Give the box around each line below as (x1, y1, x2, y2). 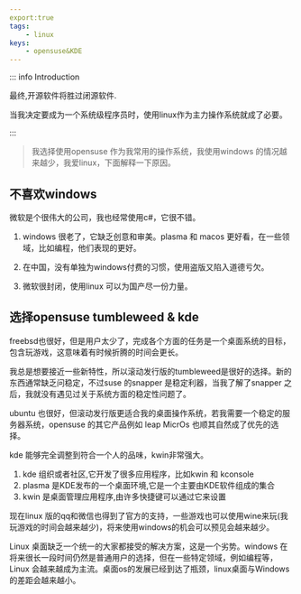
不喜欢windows (9, 186, 97, 201)
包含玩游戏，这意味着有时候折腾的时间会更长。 (9, 347, 183, 357)
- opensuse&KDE (25, 47, 83, 56)
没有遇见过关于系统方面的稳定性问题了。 (40, 388, 191, 399)
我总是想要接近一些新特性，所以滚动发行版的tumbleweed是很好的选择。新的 (9, 366, 293, 376)
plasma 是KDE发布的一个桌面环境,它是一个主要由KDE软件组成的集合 (22, 479, 275, 490)
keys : (9, 38, 30, 48)
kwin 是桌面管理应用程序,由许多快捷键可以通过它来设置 (22, 491, 227, 502)
